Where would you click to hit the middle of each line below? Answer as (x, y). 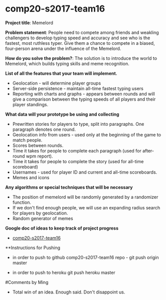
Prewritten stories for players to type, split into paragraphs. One (78, 124)
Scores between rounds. (38, 145)
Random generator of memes (43, 218)
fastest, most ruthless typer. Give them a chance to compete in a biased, (80, 43)
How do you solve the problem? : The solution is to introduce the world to (81, 58)
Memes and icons (31, 177)
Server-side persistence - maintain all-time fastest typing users (78, 88)
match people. (27, 140)
